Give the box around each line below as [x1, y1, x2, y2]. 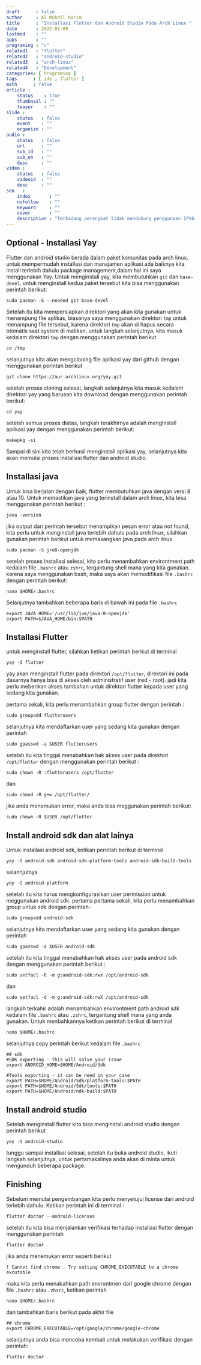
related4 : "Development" [6, 64, 77, 71]
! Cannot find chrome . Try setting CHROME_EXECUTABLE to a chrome [6, 1264, 179, 1270]
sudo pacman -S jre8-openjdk [6, 547, 79, 553]
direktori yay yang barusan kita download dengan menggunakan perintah [6, 390, 188, 397]
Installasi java [6, 471, 59, 482]
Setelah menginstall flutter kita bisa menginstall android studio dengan [6, 1121, 180, 1128]
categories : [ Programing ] [6, 70, 77, 76]
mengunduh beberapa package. [6, 1162, 86, 1170]
